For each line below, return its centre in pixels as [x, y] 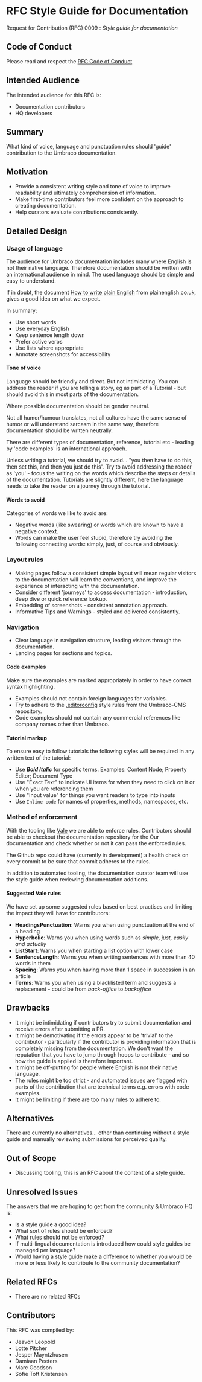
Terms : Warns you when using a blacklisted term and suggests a [96, 982]
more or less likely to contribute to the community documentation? [97, 1263]
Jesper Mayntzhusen [41, 1354]
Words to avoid [26, 500]
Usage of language [35, 248]
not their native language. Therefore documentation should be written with [99, 267]
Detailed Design [37, 231]
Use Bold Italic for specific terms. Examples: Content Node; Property [101, 769]
